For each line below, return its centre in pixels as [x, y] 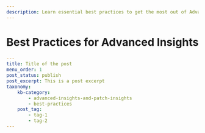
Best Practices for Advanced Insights [103, 42]
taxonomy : [19, 87]
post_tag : [30, 110]
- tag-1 [38, 115]
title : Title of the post [39, 64]
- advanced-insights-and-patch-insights [80, 98]
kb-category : [34, 92]
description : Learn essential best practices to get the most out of [97, 12]
